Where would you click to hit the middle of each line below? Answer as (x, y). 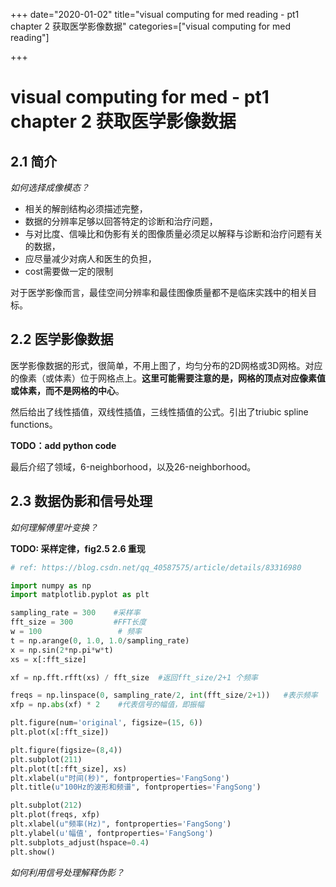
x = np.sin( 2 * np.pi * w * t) (62, 650)
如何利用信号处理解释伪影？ (67, 872)
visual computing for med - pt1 (140, 97)
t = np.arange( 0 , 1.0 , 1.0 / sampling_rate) (100, 640)
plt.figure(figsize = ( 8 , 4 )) (66, 750)
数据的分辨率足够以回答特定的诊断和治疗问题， (121, 221)
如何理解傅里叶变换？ (54, 527)
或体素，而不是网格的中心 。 (67, 390)
